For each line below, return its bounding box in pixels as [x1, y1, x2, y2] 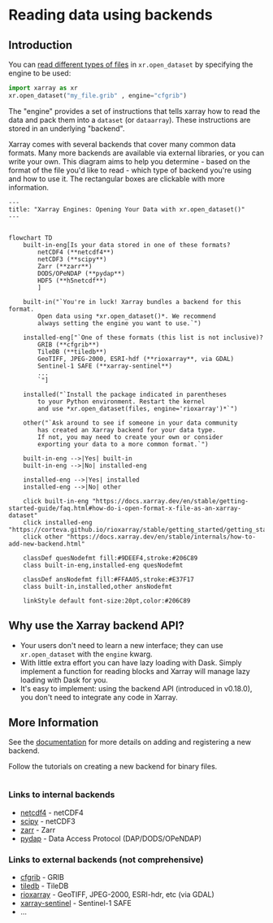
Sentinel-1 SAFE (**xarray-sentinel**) [37, 362, 173, 370]
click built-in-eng [23, 497, 89, 505]
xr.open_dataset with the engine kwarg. [19, 649, 153, 659]
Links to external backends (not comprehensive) [8, 854, 204, 865]
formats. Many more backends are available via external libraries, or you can [8, 148, 265, 158]
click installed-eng [23, 518, 93, 526]
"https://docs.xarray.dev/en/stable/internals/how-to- [66, 533, 256, 541]
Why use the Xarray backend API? [8, 619, 185, 633]
